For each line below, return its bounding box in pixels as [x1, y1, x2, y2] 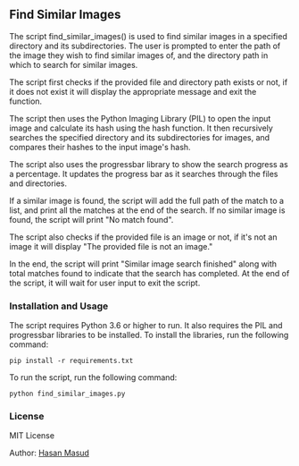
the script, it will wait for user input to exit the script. [9, 277, 201, 288]
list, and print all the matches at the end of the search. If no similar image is [9, 205, 286, 216]
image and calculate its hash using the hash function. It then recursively [9, 123, 274, 133]
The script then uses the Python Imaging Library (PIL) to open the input [9, 113, 271, 123]
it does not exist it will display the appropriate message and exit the [9, 86, 257, 97]
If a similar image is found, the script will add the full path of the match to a [9, 195, 284, 206]
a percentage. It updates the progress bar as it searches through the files [9, 168, 278, 179]
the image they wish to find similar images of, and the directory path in [9, 49, 269, 61]
